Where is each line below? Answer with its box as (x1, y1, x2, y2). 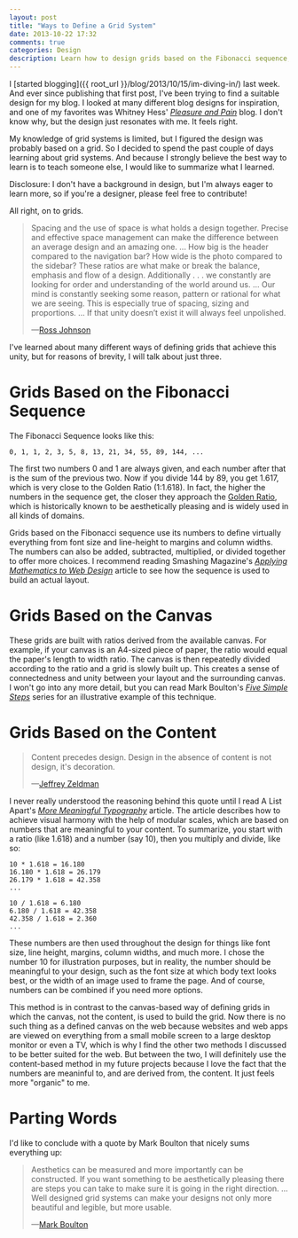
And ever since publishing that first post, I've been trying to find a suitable (9, 88, 279, 98)
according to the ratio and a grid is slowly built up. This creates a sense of (9, 662, 279, 674)
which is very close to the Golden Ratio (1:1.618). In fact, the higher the (9, 482, 266, 492)
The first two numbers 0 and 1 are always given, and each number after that (9, 463, 286, 474)
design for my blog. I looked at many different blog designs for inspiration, (9, 98, 280, 107)
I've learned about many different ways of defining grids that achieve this (9, 342, 277, 352)
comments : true (9, 37, 66, 47)
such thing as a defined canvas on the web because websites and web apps (9, 1021, 288, 1031)
